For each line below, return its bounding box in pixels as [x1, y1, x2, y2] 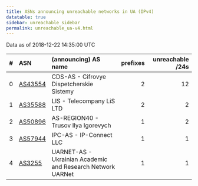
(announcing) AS [51, 56, 101, 64]
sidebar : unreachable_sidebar [6, 19, 81, 25]
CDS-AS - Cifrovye [51, 73, 106, 81]
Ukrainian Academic [51, 155, 108, 164]
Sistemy [51, 87, 74, 96]
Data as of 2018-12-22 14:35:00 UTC [6, 41, 95, 48]
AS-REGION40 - [51, 114, 99, 122]
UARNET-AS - [51, 148, 93, 156]
